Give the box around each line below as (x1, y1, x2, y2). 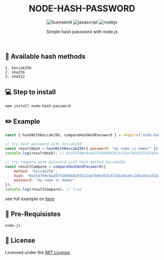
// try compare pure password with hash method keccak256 (5, 159, 125, 164)
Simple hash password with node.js (46, 28, 118, 34)
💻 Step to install (5, 88, 56, 96)
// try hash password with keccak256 (5, 142, 82, 147)
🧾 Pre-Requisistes (5, 210, 61, 218)
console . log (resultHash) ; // (5, 151, 64, 156)
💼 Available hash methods (5, 52, 86, 61)
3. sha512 (5, 74, 25, 79)
